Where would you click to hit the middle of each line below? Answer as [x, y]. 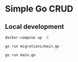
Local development [35, 27]
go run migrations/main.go [32, 46]
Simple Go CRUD [39, 9]
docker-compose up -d [27, 37]
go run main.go [20, 55]
